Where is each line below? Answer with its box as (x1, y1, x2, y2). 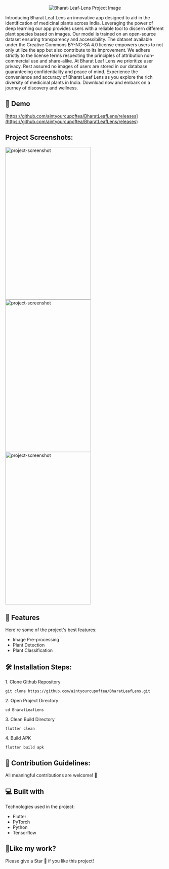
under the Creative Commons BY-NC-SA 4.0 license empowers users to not (5, 42, 163, 48)
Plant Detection (12, 642, 45, 648)
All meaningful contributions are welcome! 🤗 (5, 772, 98, 779)
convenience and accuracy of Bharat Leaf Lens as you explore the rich (5, 74, 153, 80)
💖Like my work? (5, 844, 57, 853)
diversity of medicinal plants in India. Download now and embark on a (5, 79, 150, 85)
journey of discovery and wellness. (5, 85, 78, 91)
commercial (5, 58, 30, 64)
